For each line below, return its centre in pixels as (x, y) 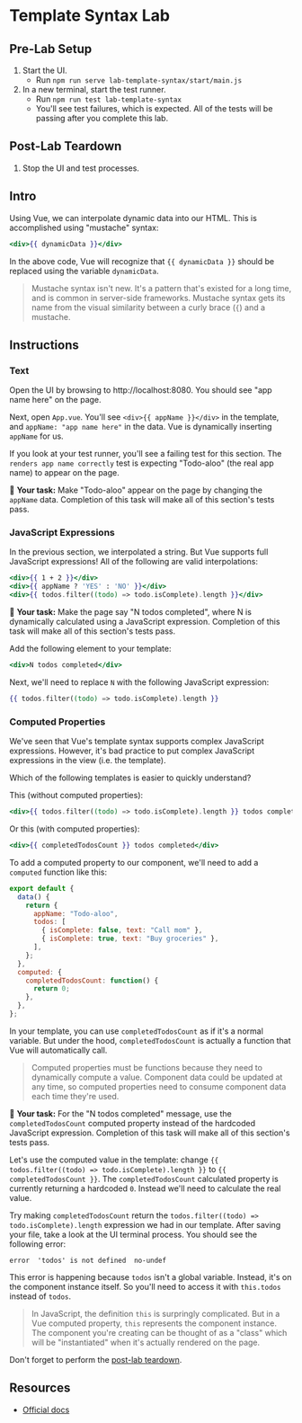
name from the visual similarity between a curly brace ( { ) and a (148, 307)
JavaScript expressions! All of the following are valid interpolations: (134, 562)
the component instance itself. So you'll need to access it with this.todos (145, 1286)
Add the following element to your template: (90, 649)
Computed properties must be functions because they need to (147, 1067)
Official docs (46, 1410)
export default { (42, 888)
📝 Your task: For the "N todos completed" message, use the (120, 1113)
